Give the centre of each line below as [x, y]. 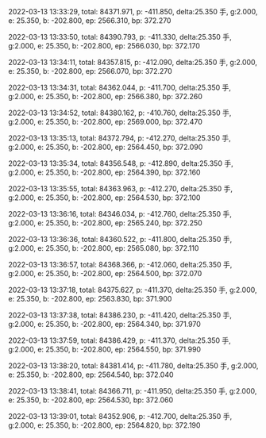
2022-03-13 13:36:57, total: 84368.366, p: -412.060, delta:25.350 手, [120, 265]
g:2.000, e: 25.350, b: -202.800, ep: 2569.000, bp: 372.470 [105, 122]
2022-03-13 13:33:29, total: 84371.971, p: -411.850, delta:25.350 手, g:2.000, [133, 12]
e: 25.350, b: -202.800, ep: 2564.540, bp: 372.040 [91, 375]
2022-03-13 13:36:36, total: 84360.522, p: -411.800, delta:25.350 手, [120, 239]
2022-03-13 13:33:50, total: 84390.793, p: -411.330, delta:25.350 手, [120, 37]
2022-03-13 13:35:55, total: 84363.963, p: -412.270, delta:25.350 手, [120, 188]
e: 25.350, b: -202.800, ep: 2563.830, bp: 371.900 [90, 299]
